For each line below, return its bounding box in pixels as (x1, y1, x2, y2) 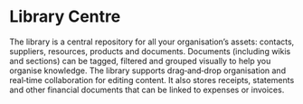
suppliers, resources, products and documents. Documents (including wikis (9, 45, 291, 56)
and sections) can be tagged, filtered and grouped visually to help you (9, 55, 271, 66)
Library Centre (9, 6, 121, 27)
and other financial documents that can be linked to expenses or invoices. (9, 84, 285, 95)
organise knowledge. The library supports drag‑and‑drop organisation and (9, 65, 287, 76)
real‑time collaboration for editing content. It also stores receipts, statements (9, 74, 295, 85)
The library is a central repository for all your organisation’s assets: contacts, (9, 36, 295, 47)
